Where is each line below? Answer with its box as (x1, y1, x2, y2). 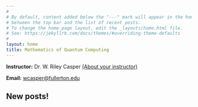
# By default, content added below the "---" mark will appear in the (6, 14, 183, 20)
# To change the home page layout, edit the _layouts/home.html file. (6, 25, 183, 31)
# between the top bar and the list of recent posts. (6, 19, 141, 25)
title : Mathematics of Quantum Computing (6, 47, 110, 53)
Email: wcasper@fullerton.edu (6, 74, 80, 81)
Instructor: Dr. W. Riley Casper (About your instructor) (6, 63, 138, 70)
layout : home (6, 42, 38, 48)
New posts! (6, 92, 49, 102)
